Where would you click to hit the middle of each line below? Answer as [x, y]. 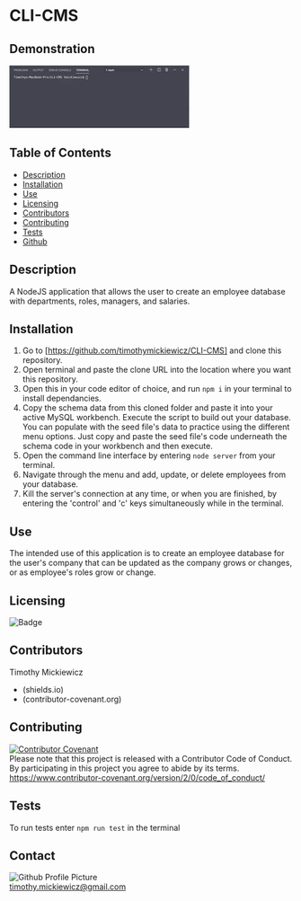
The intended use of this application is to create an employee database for [147, 553]
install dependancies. [62, 398]
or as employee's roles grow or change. [83, 572]
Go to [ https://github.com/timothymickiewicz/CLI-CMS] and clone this [152, 350]
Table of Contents [61, 153]
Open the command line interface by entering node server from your [149, 455]
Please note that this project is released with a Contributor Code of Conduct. [151, 758]
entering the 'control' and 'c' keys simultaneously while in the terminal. [153, 503]
